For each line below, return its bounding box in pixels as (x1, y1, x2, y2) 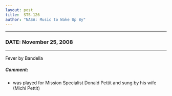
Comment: (5, 67, 29, 73)
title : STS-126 (5, 12, 40, 17)
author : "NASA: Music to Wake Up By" (5, 17, 86, 22)
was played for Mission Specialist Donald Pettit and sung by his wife (12, 80, 157, 86)
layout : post (5, 7, 33, 13)
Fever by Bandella (5, 55, 44, 61)
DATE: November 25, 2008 (5, 39, 73, 46)
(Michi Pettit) (12, 85, 40, 91)
